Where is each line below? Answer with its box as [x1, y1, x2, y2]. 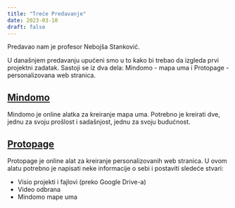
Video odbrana [17, 186, 61, 193]
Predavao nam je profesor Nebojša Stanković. [7, 43, 140, 51]
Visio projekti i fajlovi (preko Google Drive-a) [17, 178, 146, 186]
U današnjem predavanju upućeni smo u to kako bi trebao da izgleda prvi [7, 56, 220, 65]
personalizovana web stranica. [7, 71, 96, 79]
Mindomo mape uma [17, 193, 77, 201]
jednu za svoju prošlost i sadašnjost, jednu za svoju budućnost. [7, 117, 191, 126]
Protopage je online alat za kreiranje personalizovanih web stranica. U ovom [7, 157, 227, 165]
